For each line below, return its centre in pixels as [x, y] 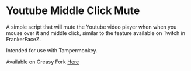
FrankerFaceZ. [24, 39]
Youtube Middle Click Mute [73, 11]
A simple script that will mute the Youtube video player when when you [91, 27]
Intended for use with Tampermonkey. [52, 50]
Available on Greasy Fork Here [43, 62]
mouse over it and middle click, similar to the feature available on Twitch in [96, 33]
